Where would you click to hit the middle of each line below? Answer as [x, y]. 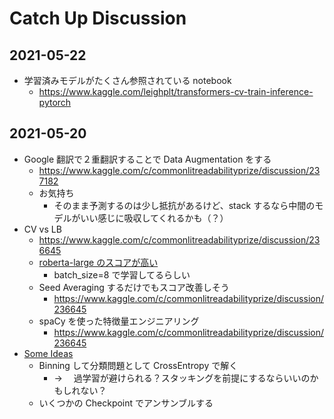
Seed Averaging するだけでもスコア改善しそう [134, 287]
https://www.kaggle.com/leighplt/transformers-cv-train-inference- [176, 91]
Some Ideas [48, 353]
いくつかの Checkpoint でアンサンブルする [126, 403]
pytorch [55, 102]
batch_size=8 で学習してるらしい [122, 274]
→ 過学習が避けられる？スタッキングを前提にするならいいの [182, 378]
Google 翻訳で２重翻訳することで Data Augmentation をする [147, 159]
